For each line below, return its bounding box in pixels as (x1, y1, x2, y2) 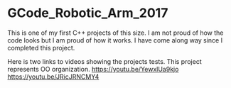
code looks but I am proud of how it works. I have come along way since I (7, 35, 222, 44)
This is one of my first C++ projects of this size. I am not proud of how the (7, 28, 224, 37)
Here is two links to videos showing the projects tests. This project (7, 57, 203, 65)
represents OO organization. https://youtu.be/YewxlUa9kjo (7, 65, 179, 73)
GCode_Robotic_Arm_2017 (7, 5, 168, 21)
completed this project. (7, 43, 75, 52)
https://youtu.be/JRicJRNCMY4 (7, 72, 100, 81)
